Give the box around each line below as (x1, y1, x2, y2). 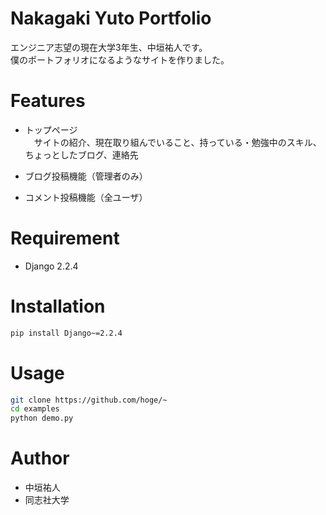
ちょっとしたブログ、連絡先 (24, 148, 139, 161)
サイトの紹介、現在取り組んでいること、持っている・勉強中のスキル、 (33, 136, 322, 148)
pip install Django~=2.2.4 (10, 328, 123, 338)
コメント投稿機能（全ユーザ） (24, 191, 148, 203)
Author (10, 447, 70, 470)
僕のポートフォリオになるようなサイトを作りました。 (10, 53, 230, 66)
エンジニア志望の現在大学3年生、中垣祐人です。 (10, 41, 208, 53)
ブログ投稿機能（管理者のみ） (24, 170, 148, 182)
